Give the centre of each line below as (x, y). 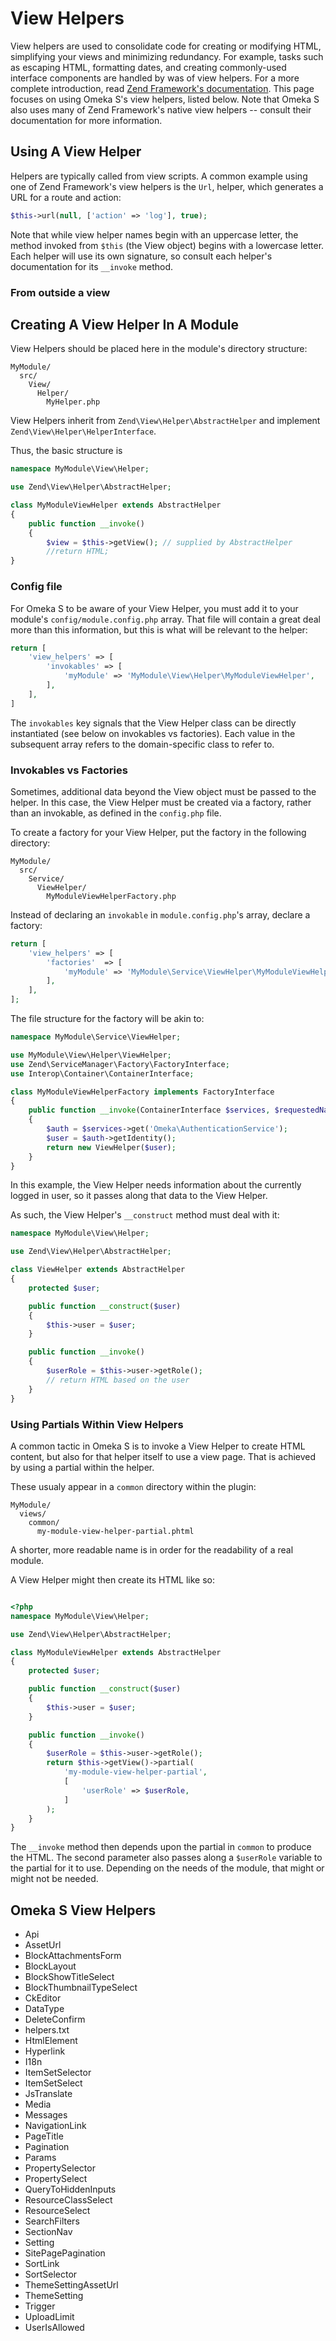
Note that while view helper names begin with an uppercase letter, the (154, 234)
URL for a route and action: (66, 197)
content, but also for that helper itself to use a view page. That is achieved (163, 1456)
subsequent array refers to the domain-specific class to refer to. (142, 744)
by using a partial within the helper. (82, 1467)
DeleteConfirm (55, 2019)
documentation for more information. (86, 120)
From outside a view (60, 292)
